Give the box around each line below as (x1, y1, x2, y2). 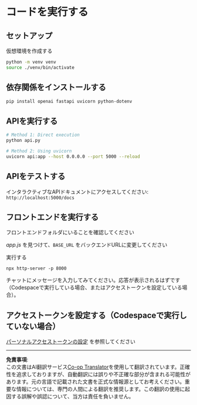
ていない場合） (6, 321, 60, 331)
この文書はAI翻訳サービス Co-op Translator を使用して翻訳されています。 (6, 363, 180, 371)
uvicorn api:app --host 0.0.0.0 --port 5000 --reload (6, 154, 141, 160)
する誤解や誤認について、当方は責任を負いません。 (11, 393, 134, 400)
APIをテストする (6, 171, 66, 181)
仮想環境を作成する (6, 48, 53, 54)
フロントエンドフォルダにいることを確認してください (6, 229, 135, 236)
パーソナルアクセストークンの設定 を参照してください (6, 338, 136, 345)
